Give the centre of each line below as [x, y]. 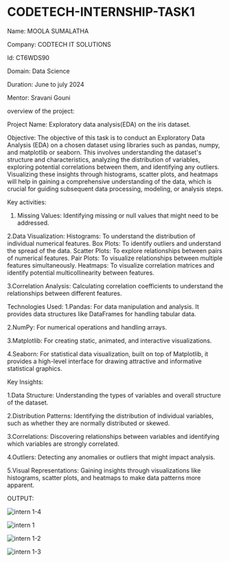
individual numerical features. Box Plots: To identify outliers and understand [114, 243]
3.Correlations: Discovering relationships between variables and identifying [113, 436]
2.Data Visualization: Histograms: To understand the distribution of [101, 236]
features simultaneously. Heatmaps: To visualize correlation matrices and [111, 265]
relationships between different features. [65, 293]
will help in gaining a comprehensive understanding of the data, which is [110, 181]
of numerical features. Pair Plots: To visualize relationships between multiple [115, 258]
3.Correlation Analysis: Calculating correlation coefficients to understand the [115, 285]
